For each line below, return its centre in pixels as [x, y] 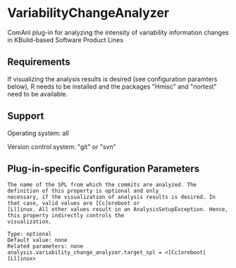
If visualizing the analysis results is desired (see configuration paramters [112, 79]
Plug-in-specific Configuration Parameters [103, 168]
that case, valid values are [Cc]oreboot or [74, 203]
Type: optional [30, 234]
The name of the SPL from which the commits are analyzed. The [102, 185]
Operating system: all [38, 133]
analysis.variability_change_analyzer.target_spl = [85, 253]
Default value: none [38, 241]
